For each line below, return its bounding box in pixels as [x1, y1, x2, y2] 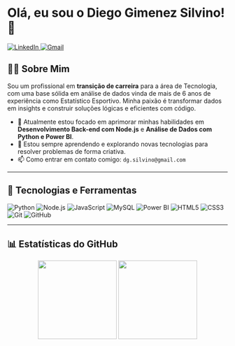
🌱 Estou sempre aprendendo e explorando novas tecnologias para [17, 140, 208, 148]
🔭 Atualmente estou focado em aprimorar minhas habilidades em [17, 117, 205, 126]
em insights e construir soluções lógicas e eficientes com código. [7, 103, 197, 113]
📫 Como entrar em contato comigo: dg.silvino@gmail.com [17, 155, 186, 164]
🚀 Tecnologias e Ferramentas [7, 185, 137, 196]
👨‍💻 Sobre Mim [7, 63, 70, 75]
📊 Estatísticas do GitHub [7, 238, 118, 250]
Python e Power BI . [17, 132, 74, 140]
